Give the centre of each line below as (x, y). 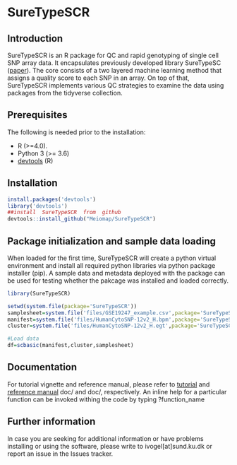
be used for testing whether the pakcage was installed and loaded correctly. (118, 281)
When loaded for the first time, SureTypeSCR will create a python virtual (112, 258)
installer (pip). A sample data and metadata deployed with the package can (116, 273)
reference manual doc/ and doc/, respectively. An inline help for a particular (117, 392)
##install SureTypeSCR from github (64, 213)
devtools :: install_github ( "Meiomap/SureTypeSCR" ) (82, 219)
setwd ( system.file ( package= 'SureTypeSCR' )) (72, 306)
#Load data (23, 339)
